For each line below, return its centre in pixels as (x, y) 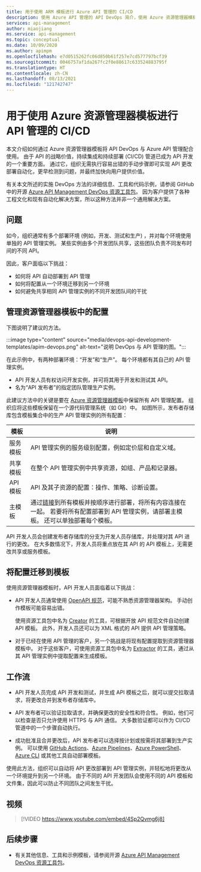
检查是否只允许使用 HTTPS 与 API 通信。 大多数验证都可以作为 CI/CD (105, 720)
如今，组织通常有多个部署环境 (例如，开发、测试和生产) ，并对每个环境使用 (99, 236)
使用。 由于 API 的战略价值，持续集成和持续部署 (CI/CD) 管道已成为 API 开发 (100, 156)
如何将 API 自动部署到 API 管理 (53, 276)
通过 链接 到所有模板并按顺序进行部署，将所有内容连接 (105, 502)
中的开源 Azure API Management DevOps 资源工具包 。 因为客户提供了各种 (98, 191)
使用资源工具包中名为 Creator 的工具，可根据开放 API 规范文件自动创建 (102, 621)
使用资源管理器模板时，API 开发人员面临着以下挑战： (71, 588)
